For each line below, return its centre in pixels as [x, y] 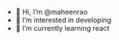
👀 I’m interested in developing [63, 20]
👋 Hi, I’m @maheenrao [52, 12]
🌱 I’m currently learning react [62, 28]
